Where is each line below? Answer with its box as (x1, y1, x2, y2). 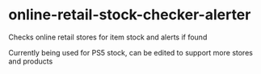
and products (8, 56, 53, 66)
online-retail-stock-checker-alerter (8, 6, 251, 24)
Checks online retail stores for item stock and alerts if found (8, 32, 208, 42)
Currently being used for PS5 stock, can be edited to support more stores (8, 47, 253, 57)
